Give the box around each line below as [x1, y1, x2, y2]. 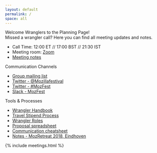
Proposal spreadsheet [12, 123, 57, 129]
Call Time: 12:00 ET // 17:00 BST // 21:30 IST [12, 44, 101, 50]
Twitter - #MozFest [12, 84, 51, 89]
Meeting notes [12, 54, 41, 60]
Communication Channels [5, 64, 57, 69]
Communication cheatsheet [12, 128, 68, 134]
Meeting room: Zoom [12, 49, 55, 55]
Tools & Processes [5, 98, 42, 104]
